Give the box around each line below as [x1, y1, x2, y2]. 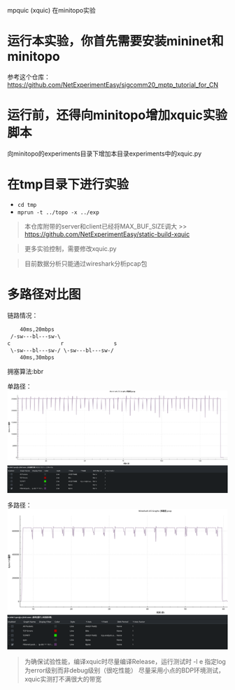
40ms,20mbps [20, 325, 55, 333]
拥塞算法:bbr [7, 367, 44, 375]
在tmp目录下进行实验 [7, 177, 129, 193]
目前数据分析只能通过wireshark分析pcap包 [24, 259, 148, 268]
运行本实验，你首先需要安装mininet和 [7, 34, 224, 49]
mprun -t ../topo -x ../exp [17, 209, 99, 216]
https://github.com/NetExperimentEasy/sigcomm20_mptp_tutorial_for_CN [7, 80, 219, 89]
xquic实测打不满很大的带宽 [24, 675, 102, 683]
